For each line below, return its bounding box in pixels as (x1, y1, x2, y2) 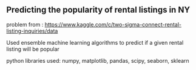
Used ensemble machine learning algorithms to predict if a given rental (6, 39, 184, 46)
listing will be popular (6, 45, 59, 52)
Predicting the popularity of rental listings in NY (6, 5, 191, 15)
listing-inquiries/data (6, 27, 58, 34)
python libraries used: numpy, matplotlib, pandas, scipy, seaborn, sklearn (6, 57, 189, 64)
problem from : (6, 21, 44, 28)
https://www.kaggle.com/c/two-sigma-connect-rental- (44, 21, 182, 28)
